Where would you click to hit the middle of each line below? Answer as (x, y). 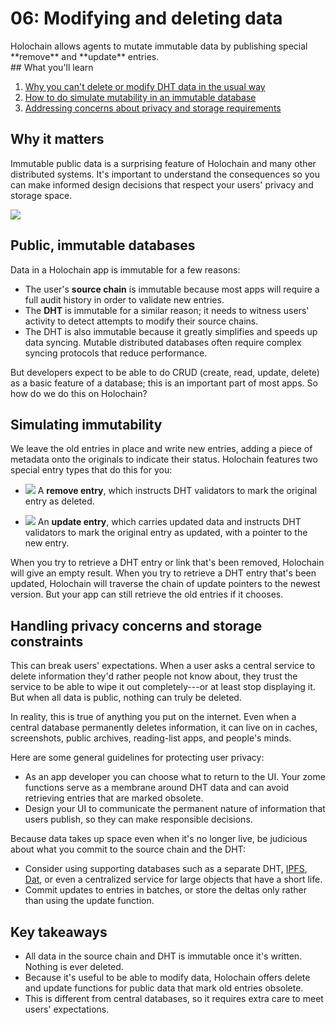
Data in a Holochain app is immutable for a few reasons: (125, 269)
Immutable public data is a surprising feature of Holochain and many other (163, 163)
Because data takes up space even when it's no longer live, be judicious (159, 839)
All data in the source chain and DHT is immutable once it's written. (163, 956)
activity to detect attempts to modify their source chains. (141, 321)
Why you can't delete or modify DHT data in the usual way (145, 86)
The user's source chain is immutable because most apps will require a (172, 289)
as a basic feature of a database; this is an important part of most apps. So (164, 383)
